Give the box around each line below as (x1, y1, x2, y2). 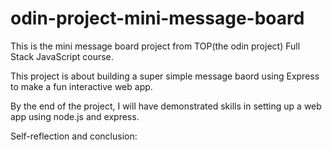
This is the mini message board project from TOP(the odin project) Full (10, 40, 301, 52)
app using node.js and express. (10, 110, 140, 122)
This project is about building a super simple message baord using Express (10, 70, 320, 82)
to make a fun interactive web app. (10, 80, 153, 92)
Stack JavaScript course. (10, 50, 114, 62)
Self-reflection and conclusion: (10, 130, 138, 142)
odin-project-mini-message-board (10, 7, 305, 30)
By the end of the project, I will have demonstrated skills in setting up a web (10, 100, 322, 112)
